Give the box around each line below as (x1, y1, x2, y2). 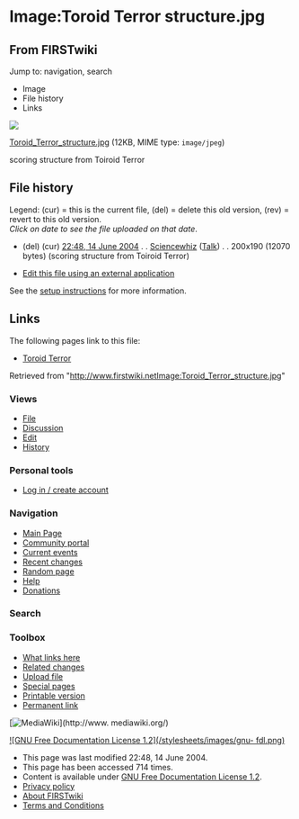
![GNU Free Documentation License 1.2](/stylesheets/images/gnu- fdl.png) (9, 734, 286, 745)
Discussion (22, 422, 64, 433)
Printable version (22, 690, 85, 701)
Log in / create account (22, 484, 110, 496)
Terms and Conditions (22, 799, 105, 811)
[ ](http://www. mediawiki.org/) (9, 717, 169, 728)
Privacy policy (22, 780, 75, 791)
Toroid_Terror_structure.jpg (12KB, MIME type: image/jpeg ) (9, 137, 225, 148)
